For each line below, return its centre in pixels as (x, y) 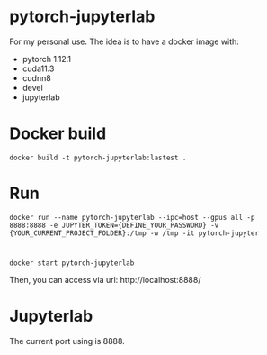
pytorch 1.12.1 (47, 59)
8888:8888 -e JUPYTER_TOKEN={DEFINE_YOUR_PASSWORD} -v (114, 225)
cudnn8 (36, 77)
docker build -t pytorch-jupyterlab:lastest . (98, 158)
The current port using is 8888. (67, 341)
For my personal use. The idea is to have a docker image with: (125, 41)
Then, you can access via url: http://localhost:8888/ (105, 280)
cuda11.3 (38, 68)
